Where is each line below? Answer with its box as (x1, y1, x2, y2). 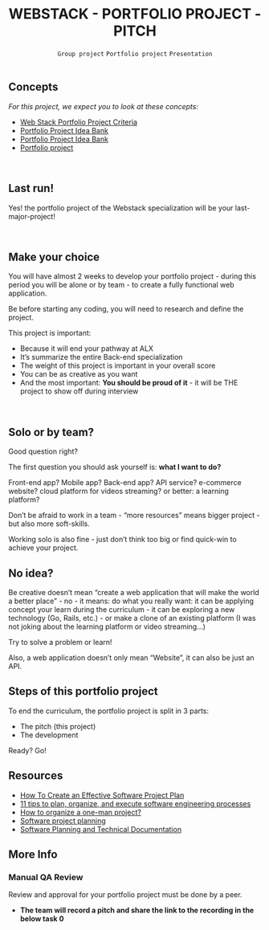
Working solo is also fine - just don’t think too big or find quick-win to (8, 535, 237, 545)
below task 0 (19, 914, 64, 924)
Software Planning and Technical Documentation (19, 824, 182, 834)
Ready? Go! (8, 745, 47, 755)
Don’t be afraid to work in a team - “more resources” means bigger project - (8, 511, 260, 520)
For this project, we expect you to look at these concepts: (8, 101, 199, 111)
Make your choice (8, 250, 100, 263)
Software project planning (19, 816, 106, 826)
